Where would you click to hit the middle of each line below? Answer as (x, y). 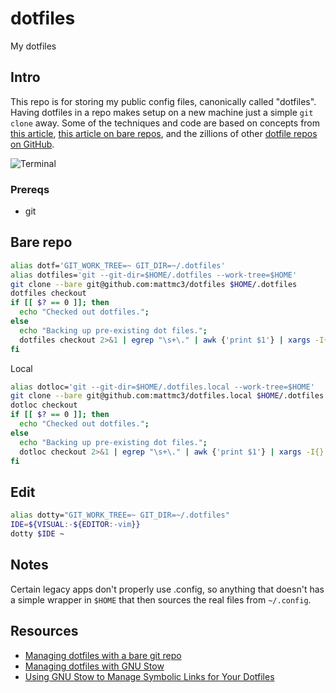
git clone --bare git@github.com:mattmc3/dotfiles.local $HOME (145, 396)
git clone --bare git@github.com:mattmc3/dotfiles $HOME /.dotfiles (154, 284)
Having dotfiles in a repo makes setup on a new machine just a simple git (162, 112)
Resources (44, 631)
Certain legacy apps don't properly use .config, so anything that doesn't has (167, 589)
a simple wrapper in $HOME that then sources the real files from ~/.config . (161, 599)
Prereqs (30, 189)
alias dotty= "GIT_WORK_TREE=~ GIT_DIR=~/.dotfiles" (120, 515)
